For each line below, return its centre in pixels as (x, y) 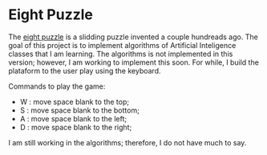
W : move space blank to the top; (75, 101)
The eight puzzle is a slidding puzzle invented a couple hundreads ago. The (133, 37)
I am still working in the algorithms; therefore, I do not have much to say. (127, 142)
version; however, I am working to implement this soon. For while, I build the (133, 62)
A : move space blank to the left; (73, 118)
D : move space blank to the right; (76, 127)
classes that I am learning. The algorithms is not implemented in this (121, 54)
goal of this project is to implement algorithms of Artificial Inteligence (122, 45)
